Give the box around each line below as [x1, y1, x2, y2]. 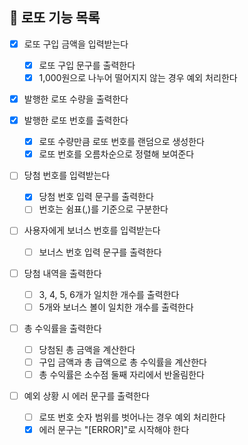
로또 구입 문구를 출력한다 [38, 59, 136, 71]
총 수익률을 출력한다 [23, 322, 102, 334]
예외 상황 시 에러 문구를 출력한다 [23, 390, 150, 402]
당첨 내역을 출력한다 [23, 267, 102, 279]
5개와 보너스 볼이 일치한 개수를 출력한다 [38, 301, 194, 313]
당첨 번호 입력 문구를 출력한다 [38, 191, 154, 203]
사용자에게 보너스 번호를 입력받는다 [23, 224, 161, 237]
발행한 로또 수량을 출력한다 [23, 93, 129, 105]
